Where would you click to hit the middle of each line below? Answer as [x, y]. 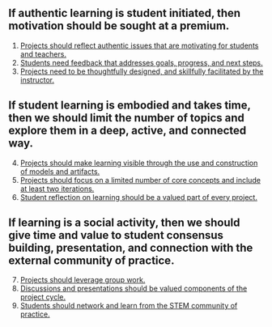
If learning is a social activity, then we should [124, 223]
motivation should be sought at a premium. [119, 26]
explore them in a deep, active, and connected [127, 131]
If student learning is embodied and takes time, [130, 106]
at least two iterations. [57, 189]
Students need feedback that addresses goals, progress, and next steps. [141, 62]
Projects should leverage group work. [83, 280]
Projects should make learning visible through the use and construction [139, 163]
